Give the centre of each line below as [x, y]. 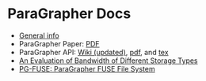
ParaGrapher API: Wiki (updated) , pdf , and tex [93, 52]
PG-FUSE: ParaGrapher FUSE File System [87, 68]
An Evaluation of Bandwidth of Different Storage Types [109, 61]
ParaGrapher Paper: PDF [59, 43]
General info [39, 35]
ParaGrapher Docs [69, 14]
